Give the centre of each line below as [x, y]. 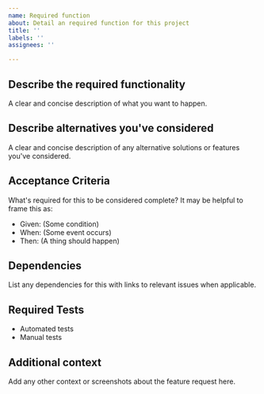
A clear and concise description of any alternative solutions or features [124, 147]
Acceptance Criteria [59, 181]
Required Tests [46, 309]
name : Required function [49, 15]
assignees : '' [32, 45]
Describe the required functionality [97, 84]
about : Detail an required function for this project [99, 23]
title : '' [25, 30]
